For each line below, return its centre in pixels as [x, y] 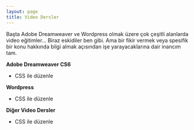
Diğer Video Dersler [31, 110]
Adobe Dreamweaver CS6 [39, 64]
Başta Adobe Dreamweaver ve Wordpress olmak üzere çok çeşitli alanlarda [97, 34]
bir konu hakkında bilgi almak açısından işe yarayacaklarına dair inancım [93, 46]
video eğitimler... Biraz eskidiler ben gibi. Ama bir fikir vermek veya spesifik [97, 40]
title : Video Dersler [33, 17]
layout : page [22, 12]
